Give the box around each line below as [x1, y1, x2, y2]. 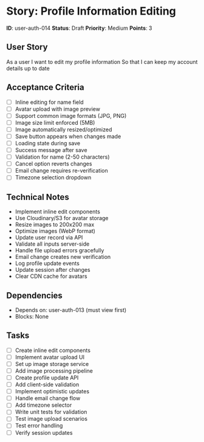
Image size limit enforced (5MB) [15, 119, 95, 126]
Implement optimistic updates [15, 388, 90, 395]
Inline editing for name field [15, 98, 84, 106]
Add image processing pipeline [15, 367, 93, 375]
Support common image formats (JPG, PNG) [15, 112, 127, 119]
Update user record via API [15, 234, 83, 241]
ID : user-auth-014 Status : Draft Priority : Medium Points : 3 [6, 24, 152, 32]
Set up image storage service [15, 360, 89, 367]
